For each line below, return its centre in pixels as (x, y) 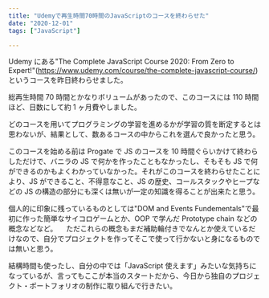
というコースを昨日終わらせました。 (68, 80)
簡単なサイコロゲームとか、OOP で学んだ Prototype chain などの (150, 218)
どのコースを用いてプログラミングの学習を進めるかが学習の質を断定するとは (134, 125)
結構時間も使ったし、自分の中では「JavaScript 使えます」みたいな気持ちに (132, 266)
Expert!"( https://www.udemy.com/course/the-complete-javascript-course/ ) (133, 71)
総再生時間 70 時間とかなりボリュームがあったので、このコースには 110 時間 (134, 97)
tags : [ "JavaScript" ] (45, 31)
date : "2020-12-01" (41, 23)
